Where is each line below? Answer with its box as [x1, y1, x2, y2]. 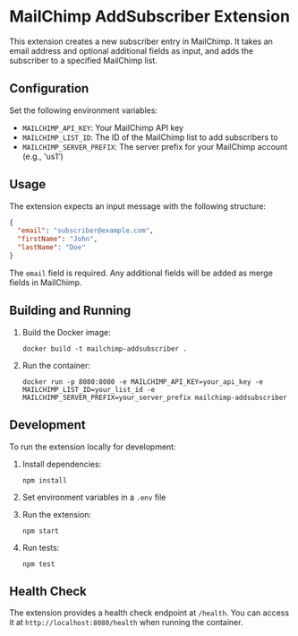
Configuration [9, 81, 89, 96]
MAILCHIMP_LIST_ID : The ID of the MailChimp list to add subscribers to [21, 132, 279, 143]
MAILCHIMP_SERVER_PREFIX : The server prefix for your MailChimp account [21, 141, 288, 152]
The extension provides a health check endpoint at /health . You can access [9, 607, 289, 618]
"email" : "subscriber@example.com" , [17, 226, 154, 235]
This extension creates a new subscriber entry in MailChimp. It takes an [9, 36, 273, 47]
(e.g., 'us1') [21, 151, 64, 161]
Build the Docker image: [21, 327, 112, 337]
